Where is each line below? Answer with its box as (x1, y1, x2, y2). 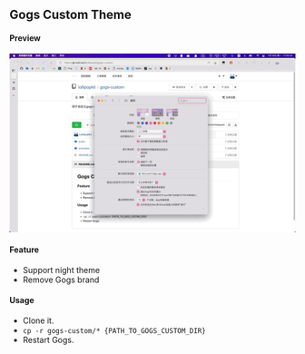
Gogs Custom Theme (9, 7, 132, 23)
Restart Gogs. (22, 335, 74, 345)
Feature (9, 244, 39, 255)
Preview (9, 32, 41, 44)
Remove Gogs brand (22, 274, 100, 285)
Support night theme (22, 264, 101, 275)
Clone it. (22, 315, 54, 326)
